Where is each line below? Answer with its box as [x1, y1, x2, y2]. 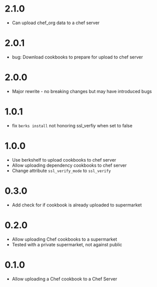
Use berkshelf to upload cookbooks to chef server [12, 157, 116, 163]
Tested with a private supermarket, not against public [12, 241, 122, 247]
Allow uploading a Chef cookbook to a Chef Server [12, 275, 117, 282]
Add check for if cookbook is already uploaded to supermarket [12, 202, 142, 208]
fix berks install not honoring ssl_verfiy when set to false [12, 122, 132, 128]
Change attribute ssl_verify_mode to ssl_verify [12, 167, 111, 174]
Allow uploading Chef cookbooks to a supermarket [12, 236, 117, 242]
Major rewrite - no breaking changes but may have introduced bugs [12, 88, 152, 94]
